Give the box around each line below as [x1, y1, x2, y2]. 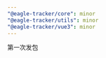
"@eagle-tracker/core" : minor [7, 10, 96, 17]
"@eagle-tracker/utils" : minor [7, 17, 99, 24]
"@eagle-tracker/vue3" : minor [7, 23, 96, 30]
